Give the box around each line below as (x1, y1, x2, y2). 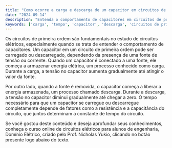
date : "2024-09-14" (5, 12, 47, 17)
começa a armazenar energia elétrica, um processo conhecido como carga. (5, 63, 165, 69)
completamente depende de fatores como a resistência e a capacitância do (5, 105, 165, 111)
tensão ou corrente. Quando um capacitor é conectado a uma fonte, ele (5, 57, 157, 64)
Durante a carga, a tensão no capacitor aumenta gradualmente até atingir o (5, 68, 164, 75)
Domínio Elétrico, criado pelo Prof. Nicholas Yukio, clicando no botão (5, 131, 150, 138)
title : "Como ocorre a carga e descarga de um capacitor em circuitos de (5, 7, 166, 13)
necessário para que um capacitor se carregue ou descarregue (5, 100, 139, 106)
